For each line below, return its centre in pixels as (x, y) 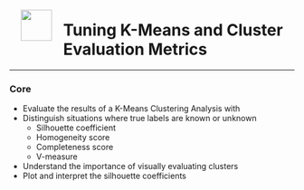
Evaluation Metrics (135, 49)
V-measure (57, 157)
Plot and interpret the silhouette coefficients (104, 176)
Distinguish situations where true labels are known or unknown (139, 119)
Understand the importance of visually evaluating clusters (130, 166)
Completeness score (75, 147)
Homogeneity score (73, 138)
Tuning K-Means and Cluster (173, 30)
